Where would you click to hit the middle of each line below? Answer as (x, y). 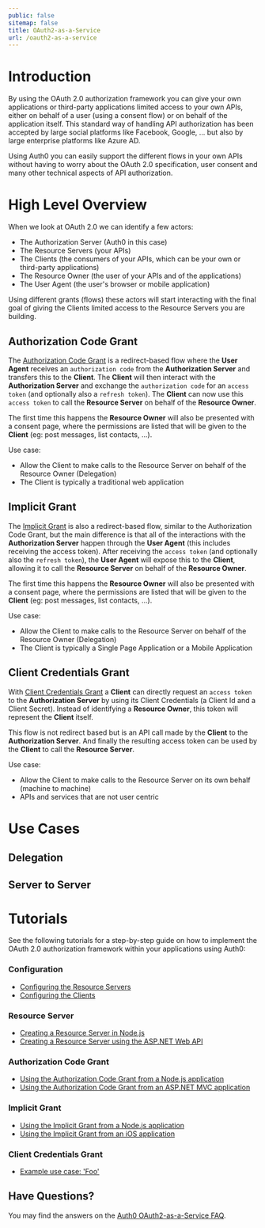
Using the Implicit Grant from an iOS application (97, 1134)
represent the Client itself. (51, 717)
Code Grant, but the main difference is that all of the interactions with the (127, 534)
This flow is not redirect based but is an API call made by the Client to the (128, 732)
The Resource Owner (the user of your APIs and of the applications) (130, 276)
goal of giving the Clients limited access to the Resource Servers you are (127, 308)
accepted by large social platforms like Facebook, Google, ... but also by (126, 132)
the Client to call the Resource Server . (71, 749)
